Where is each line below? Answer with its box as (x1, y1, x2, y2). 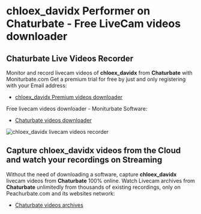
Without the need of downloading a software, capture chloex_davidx (6, 170, 177, 178)
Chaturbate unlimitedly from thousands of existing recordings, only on (6, 184, 181, 191)
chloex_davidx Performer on (6, 4, 151, 18)
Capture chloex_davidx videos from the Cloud (6, 145, 181, 156)
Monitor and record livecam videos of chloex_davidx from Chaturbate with (6, 69, 193, 76)
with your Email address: (6, 82, 67, 89)
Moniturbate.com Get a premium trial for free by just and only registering (6, 76, 186, 82)
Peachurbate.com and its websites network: (6, 189, 115, 197)
